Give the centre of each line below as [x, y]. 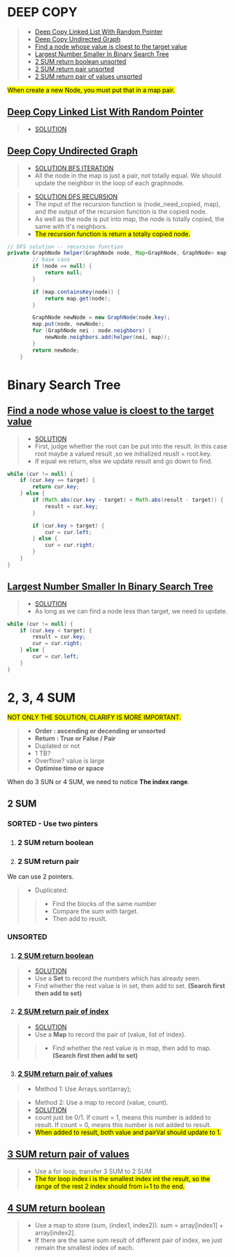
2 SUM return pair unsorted [74, 69]
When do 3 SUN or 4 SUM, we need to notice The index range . [99, 782]
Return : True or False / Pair [75, 738]
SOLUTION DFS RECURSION [76, 197]
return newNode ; [56, 350]
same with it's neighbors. [71, 226]
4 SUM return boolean [56, 1208]
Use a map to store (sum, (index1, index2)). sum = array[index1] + [129, 1225]
